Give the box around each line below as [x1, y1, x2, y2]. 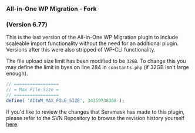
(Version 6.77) [6, 20, 48, 28]
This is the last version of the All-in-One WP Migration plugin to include [6, 34, 179, 41]
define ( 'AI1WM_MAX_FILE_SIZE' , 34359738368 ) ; [6, 97, 125, 104]
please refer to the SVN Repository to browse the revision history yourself [6, 114, 185, 121]
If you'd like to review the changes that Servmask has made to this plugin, [6, 108, 185, 115]
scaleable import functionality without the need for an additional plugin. [6, 40, 179, 47]
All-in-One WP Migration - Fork [6, 5, 97, 13]
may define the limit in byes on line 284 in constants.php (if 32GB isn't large [6, 64, 190, 71]
